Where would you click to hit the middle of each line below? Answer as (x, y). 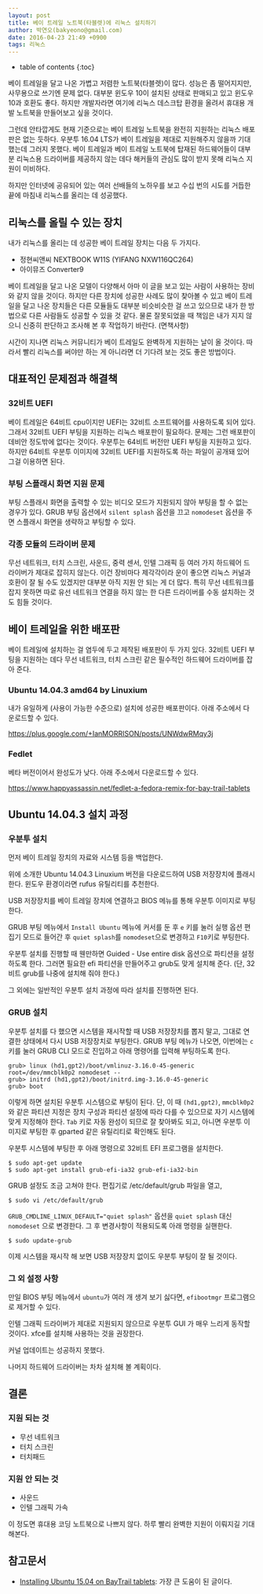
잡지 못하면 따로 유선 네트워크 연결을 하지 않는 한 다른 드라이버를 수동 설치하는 (128, 592)
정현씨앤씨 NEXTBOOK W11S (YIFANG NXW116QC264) (106, 259)
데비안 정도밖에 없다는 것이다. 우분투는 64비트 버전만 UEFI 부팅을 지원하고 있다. (130, 442)
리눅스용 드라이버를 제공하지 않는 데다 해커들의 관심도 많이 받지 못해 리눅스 (130, 159)
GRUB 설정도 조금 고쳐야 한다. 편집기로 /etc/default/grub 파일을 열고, (115, 1185)
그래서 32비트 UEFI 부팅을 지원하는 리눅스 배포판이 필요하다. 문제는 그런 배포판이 (132, 432)
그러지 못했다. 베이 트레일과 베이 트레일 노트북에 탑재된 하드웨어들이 (133, 149)
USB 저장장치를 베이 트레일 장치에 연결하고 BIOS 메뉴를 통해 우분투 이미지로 (125, 901)
